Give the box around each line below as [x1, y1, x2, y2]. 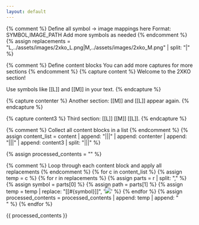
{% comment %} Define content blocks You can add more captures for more [6, 62, 193, 69]
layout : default [6, 8, 46, 15]
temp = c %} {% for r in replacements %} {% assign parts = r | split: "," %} [6, 174, 187, 181]
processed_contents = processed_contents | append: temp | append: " [6, 194, 179, 201]
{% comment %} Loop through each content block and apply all [6, 162, 162, 169]
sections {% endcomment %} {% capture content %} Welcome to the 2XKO [6, 67, 191, 75]
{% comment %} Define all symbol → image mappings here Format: [6, 25, 172, 32]
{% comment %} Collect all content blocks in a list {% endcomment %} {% [6, 126, 188, 133]
